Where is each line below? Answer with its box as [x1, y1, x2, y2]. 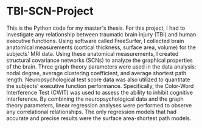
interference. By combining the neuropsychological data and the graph [6, 95, 184, 103]
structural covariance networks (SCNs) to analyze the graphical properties [6, 56, 193, 64]
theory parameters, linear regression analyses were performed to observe [6, 101, 192, 109]
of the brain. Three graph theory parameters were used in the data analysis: [6, 62, 197, 70]
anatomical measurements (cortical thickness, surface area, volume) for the [6, 44, 197, 51]
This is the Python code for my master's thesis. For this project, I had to [6, 24, 186, 32]
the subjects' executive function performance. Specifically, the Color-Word [6, 82, 194, 89]
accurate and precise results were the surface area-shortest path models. [6, 114, 192, 122]
